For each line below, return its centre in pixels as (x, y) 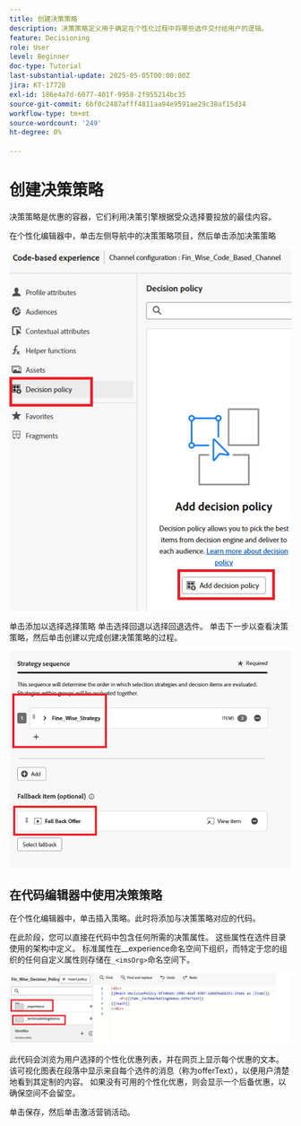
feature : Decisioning (50, 38)
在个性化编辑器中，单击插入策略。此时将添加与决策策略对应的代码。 (135, 918)
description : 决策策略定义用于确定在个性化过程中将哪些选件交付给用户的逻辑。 (139, 28)
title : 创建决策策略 (43, 19)
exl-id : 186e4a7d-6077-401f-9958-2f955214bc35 (98, 94)
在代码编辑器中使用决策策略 (86, 895)
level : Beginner (39, 57)
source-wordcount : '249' (56, 123)
